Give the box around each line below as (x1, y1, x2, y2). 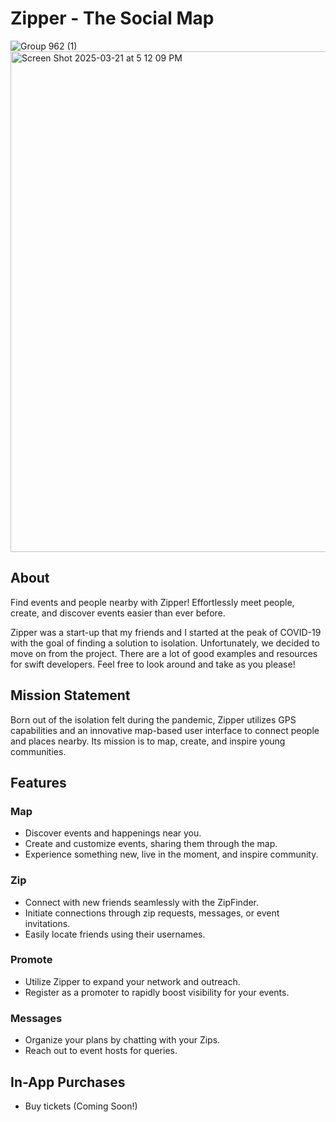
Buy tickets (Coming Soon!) (24, 1100, 138, 1112)
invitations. (24, 917, 71, 929)
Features (10, 774, 67, 791)
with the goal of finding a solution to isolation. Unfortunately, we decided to (10, 637, 320, 649)
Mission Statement (10, 687, 131, 704)
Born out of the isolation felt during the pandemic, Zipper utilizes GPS (10, 713, 297, 726)
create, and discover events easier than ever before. (10, 607, 226, 619)
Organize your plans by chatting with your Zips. (24, 1034, 221, 1046)
